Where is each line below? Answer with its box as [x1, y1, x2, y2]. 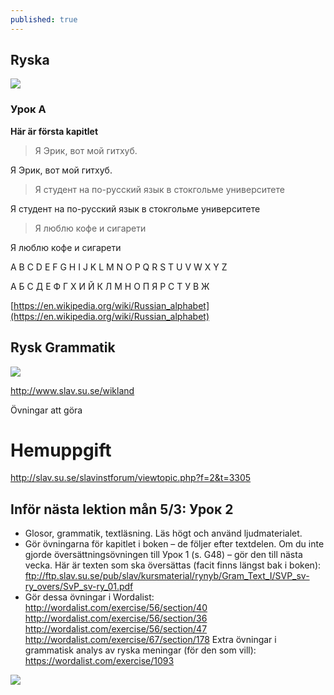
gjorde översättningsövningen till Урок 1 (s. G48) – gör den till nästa [24, 549, 303, 561]
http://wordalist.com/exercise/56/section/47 [24, 623, 208, 635]
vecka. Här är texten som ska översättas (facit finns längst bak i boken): [24, 559, 322, 571]
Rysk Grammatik [10, 339, 116, 356]
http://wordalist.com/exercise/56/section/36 [24, 612, 208, 625]
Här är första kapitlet [10, 125, 99, 137]
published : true [10, 14, 78, 25]
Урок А [10, 102, 47, 116]
